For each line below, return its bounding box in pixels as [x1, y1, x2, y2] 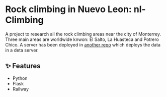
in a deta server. [5, 47, 39, 53]
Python [12, 75, 28, 81]
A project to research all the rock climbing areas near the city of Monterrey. [5, 31, 161, 37]
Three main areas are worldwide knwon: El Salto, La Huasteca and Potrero [5, 36, 159, 42]
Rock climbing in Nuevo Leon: [5, 4, 132, 15]
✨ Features [5, 62, 41, 70]
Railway [12, 86, 29, 92]
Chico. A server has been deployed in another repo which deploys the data [5, 41, 161, 47]
